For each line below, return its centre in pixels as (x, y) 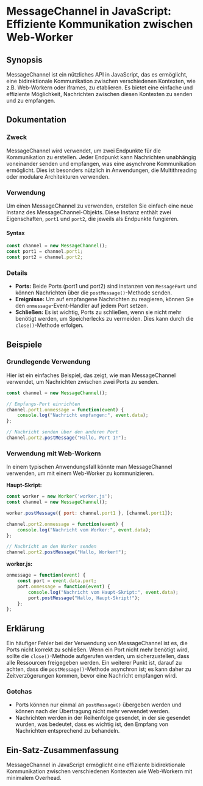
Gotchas (19, 692)
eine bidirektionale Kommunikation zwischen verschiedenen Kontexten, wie (101, 81)
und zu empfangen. (31, 100)
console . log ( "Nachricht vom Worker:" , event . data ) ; (84, 530)
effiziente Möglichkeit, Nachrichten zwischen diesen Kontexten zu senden (100, 94)
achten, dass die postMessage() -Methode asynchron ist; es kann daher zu (99, 669)
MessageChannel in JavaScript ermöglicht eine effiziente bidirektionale (96, 765)
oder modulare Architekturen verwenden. (58, 176)
